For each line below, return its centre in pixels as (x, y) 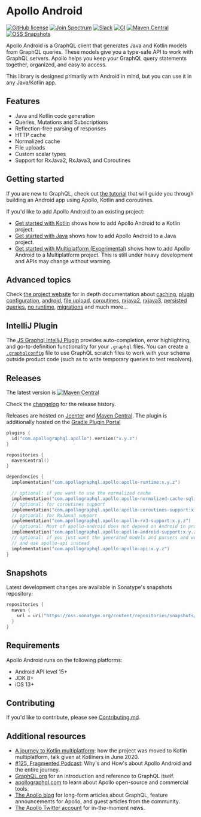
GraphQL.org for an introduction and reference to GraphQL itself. (95, 776)
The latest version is (31, 392)
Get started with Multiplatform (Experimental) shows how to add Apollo (102, 248)
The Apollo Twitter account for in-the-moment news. (80, 808)
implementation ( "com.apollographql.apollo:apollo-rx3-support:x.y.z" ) (101, 521)
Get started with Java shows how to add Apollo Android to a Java (95, 236)
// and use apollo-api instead (51, 543)
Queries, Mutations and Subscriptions (61, 122)
